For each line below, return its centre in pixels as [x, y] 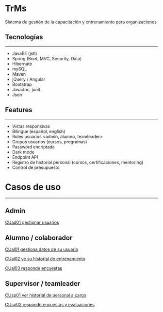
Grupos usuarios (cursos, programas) [49, 142]
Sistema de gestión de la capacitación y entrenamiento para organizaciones [81, 22]
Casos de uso [33, 187]
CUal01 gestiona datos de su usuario [42, 249]
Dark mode [23, 152]
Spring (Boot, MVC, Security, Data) [47, 58]
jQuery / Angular [28, 79]
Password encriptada [33, 147]
